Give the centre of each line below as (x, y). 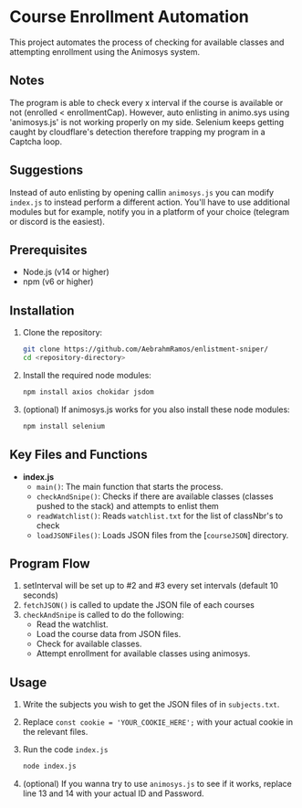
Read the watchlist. (72, 624)
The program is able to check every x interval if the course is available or (146, 102)
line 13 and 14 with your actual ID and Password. (113, 793)
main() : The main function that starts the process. (130, 486)
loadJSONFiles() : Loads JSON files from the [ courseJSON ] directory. (162, 535)
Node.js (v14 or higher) (66, 272)
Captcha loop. (36, 141)
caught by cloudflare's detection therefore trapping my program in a (138, 132)
